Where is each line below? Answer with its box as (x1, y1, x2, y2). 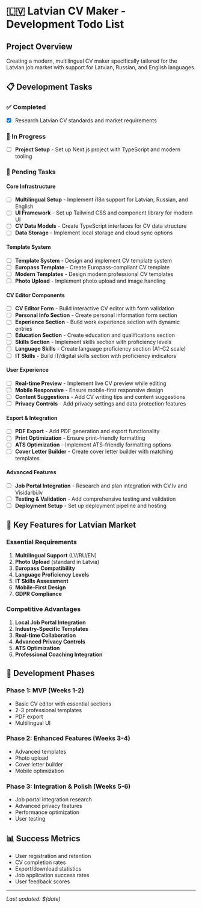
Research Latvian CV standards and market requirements (14, 116, 158, 124)
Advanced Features (6, 469, 57, 476)
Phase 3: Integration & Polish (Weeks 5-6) (6, 782, 131, 791)
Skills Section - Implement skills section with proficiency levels (14, 339, 172, 346)
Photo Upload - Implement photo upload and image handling (14, 277, 166, 284)
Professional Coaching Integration (14, 651, 103, 658)
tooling (14, 152, 32, 160)
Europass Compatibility (14, 565, 75, 572)
